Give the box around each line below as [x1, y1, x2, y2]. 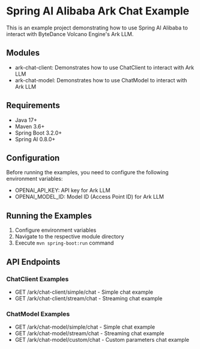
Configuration [6, 153, 60, 163]
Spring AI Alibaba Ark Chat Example [6, 4, 190, 18]
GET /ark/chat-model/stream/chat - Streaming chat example [14, 330, 165, 337]
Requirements [6, 100, 60, 111]
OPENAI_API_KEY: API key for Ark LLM [14, 187, 111, 194]
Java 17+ [14, 116, 37, 124]
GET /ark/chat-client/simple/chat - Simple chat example [14, 288, 153, 296]
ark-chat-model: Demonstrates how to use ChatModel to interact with [14, 76, 187, 83]
